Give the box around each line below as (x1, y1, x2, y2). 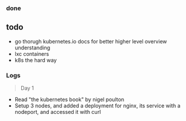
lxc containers (14, 50, 49, 57)
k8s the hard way (14, 56, 57, 63)
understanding (14, 44, 51, 51)
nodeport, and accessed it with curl (14, 109, 101, 116)
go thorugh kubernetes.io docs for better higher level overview (14, 38, 167, 45)
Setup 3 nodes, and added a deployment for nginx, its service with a (14, 102, 181, 109)
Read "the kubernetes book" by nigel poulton (14, 96, 125, 103)
